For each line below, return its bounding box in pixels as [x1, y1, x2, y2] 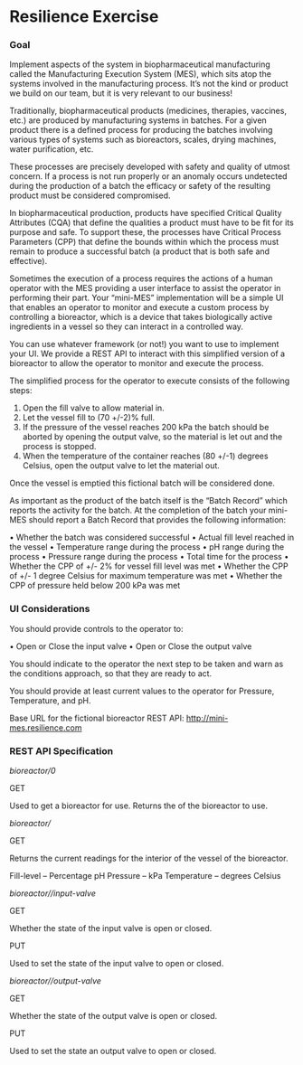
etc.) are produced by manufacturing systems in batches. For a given [9, 115, 267, 126]
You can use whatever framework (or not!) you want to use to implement [9, 339, 279, 350]
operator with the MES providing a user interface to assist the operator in [9, 283, 281, 294]
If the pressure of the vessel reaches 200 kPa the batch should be [22, 422, 270, 433]
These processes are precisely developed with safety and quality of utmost [9, 161, 290, 173]
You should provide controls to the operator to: [9, 623, 184, 634]
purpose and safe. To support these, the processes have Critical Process [9, 227, 282, 238]
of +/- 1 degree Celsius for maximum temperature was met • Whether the [9, 570, 283, 581]
